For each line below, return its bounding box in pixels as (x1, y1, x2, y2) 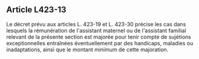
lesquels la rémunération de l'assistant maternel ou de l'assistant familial (6, 27, 186, 34)
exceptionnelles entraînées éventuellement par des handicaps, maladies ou (6, 39, 194, 46)
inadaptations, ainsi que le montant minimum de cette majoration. (6, 46, 169, 53)
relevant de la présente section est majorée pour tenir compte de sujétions (6, 33, 191, 41)
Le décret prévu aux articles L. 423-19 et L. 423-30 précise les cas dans (6, 20, 186, 27)
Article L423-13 (6, 5, 66, 15)
